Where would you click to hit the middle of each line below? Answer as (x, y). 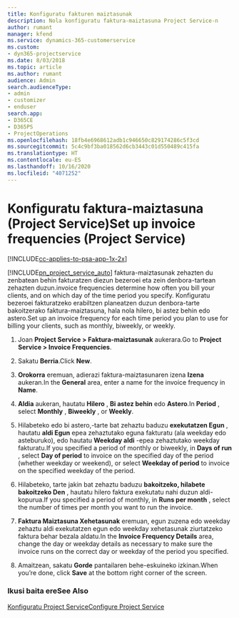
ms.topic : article (35, 67)
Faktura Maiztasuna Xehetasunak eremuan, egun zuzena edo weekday (124, 521)
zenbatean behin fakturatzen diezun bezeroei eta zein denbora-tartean (112, 280)
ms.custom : (24, 47)
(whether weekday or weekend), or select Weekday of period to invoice (123, 463)
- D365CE (20, 120)
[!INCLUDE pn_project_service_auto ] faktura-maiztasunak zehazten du (110, 273)
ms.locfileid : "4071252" (44, 173)
